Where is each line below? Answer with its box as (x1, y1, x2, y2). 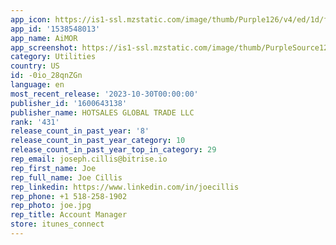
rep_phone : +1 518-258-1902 (10, 191, 128, 201)
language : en (10, 80, 65, 90)
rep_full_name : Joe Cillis (10, 172, 123, 183)
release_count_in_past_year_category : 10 (10, 136, 186, 146)
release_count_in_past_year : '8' (10, 126, 150, 136)
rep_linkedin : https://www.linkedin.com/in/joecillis (10, 182, 240, 192)
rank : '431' (10, 117, 60, 127)
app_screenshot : (10, 42, 78, 53)
